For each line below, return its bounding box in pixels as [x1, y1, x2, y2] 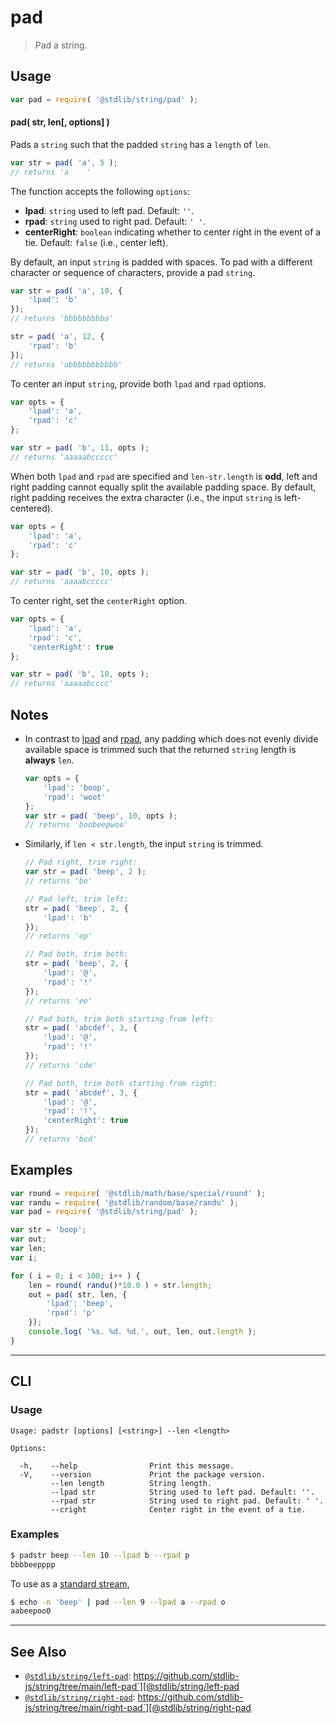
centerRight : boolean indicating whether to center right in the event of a [24, 226, 322, 238]
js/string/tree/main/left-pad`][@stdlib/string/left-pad [24, 1681, 240, 1693]
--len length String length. [50, 1478, 213, 1488]
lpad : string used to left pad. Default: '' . [24, 204, 195, 216]
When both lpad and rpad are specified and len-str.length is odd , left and [10, 470, 318, 482]
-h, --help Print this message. [19, 1461, 235, 1471]
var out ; [10, 1234, 47, 1245]
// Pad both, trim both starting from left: [24, 1014, 214, 1024]
